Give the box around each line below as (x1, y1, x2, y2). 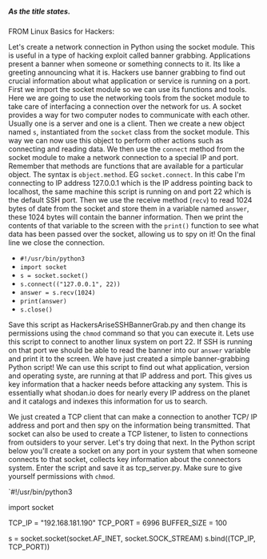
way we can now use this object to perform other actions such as (8, 135, 224, 145)
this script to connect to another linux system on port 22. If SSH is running (8, 336, 253, 346)
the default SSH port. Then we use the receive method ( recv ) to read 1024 (8, 195, 253, 204)
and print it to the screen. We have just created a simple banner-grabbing (8, 353, 250, 364)
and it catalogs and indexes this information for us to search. (8, 396, 208, 406)
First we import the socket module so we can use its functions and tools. (8, 84, 248, 94)
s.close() (19, 305, 54, 314)
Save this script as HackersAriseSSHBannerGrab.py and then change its (8, 320, 246, 329)
